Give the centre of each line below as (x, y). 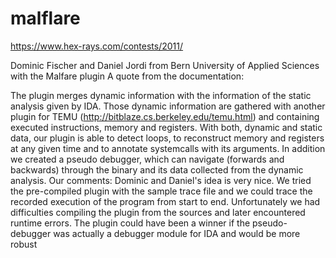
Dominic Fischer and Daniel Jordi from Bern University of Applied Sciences (165, 65)
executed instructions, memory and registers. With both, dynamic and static (166, 127)
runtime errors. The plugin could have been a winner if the (130, 223)
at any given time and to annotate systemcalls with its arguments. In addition (168, 148)
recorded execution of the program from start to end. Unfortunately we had (165, 201)
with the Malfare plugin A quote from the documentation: (127, 76)
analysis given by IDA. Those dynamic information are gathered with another (168, 106)
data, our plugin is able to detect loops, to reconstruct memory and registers (167, 138)
